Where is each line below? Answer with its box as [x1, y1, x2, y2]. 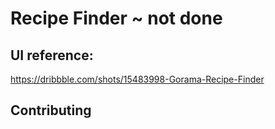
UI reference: [10, 47, 94, 64]
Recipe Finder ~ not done [10, 7, 223, 30]
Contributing [10, 102, 92, 119]
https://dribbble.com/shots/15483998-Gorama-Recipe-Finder [10, 73, 265, 85]
